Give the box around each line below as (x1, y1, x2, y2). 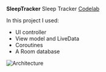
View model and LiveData (15, 35, 80, 42)
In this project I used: (6, 17, 59, 24)
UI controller (15, 28, 47, 36)
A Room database (15, 48, 60, 55)
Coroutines (15, 42, 43, 48)
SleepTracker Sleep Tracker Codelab (6, 5, 100, 12)
